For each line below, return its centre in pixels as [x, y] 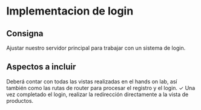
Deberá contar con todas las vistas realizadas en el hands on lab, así [92, 81]
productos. [20, 100]
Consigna [25, 34]
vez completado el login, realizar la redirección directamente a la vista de [97, 94]
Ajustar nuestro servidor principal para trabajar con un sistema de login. [96, 48]
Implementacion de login [70, 11]
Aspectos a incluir [41, 67]
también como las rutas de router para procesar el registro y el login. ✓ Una [101, 88]
